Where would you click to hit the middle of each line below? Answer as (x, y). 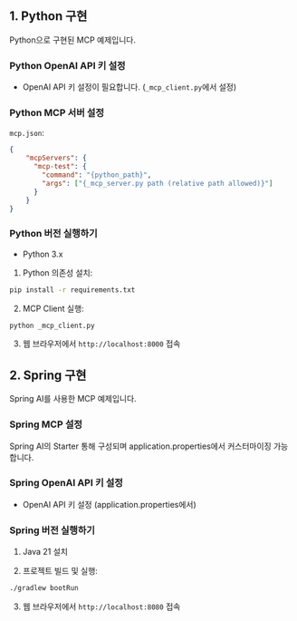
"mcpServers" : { (57, 158)
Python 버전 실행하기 (53, 234)
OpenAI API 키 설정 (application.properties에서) (109, 504)
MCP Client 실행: (53, 308)
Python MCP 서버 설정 (57, 113)
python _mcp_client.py (52, 325)
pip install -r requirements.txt (72, 290)
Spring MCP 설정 (46, 424)
